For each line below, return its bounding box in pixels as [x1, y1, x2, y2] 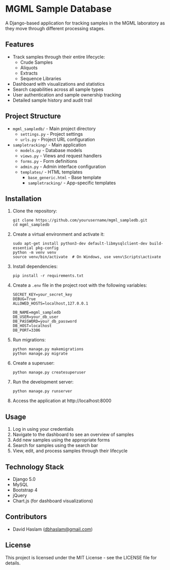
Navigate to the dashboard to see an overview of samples [12, 432, 134, 438]
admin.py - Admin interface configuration [20, 163, 106, 169]
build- [149, 241, 164, 246]
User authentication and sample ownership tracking [12, 91, 121, 97]
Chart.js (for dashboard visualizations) [12, 498, 93, 504]
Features [5, 40, 34, 49]
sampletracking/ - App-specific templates [27, 180, 116, 186]
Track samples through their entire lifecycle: [12, 54, 105, 60]
